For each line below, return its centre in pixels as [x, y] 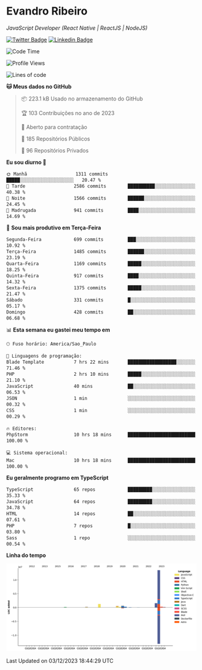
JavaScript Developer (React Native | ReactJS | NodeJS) [77, 28]
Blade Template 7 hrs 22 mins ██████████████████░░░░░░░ [101, 362]
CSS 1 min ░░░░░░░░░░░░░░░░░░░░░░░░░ [101, 410]
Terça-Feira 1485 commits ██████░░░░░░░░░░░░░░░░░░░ [101, 251]
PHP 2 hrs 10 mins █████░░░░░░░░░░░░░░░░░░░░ [101, 374]
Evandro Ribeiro [47, 11]
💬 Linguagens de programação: [44, 356]
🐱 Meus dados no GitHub [39, 87]
